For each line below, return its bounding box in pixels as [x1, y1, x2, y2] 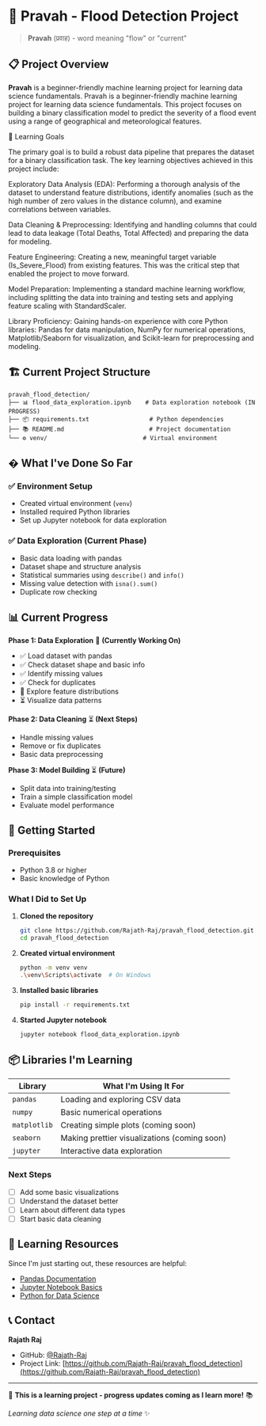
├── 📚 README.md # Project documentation [8, 425, 231, 433]
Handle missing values [19, 732, 93, 743]
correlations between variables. [8, 204, 112, 214]
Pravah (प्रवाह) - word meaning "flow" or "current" [27, 33, 188, 43]
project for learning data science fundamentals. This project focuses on [8, 99, 242, 109]
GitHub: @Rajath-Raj [19, 1350, 87, 1359]
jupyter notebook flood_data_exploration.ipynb [19, 1030, 180, 1038]
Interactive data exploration [60, 1146, 163, 1157]
